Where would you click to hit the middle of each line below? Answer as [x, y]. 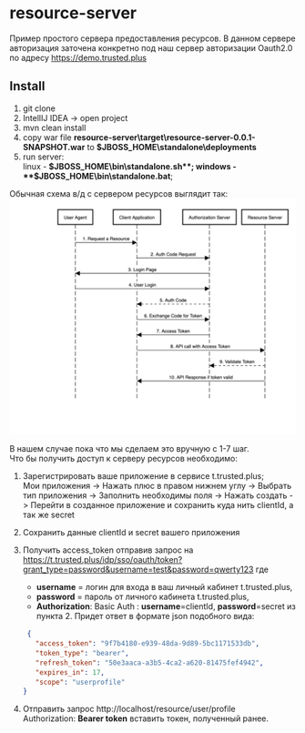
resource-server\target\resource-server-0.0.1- [164, 137]
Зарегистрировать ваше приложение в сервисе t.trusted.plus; [143, 476]
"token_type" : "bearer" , [82, 653]
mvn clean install [54, 127]
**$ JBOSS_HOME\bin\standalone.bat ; [98, 176]
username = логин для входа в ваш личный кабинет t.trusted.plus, [164, 587]
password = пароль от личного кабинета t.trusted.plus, [142, 597]
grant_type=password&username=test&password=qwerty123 [138, 570]
